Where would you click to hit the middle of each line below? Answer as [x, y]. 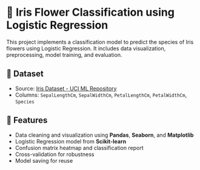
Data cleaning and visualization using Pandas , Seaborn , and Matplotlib [104, 135]
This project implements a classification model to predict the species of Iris [100, 42]
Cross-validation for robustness [55, 154]
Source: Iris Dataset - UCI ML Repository [66, 88]
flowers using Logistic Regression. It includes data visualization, [86, 48]
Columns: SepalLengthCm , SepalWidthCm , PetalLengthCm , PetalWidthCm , [101, 95]
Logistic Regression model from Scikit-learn [70, 141]
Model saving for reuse [44, 160]
